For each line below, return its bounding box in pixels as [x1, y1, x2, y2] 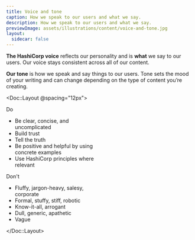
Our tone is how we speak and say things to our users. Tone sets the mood [6, 71, 189, 77]
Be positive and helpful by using [14, 143, 93, 149]
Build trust [14, 130, 40, 137]
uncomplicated [14, 124, 51, 130]
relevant [14, 161, 35, 168]
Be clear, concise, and [14, 117, 69, 124]
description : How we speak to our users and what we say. [6, 20, 152, 25]
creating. [6, 83, 28, 89]
